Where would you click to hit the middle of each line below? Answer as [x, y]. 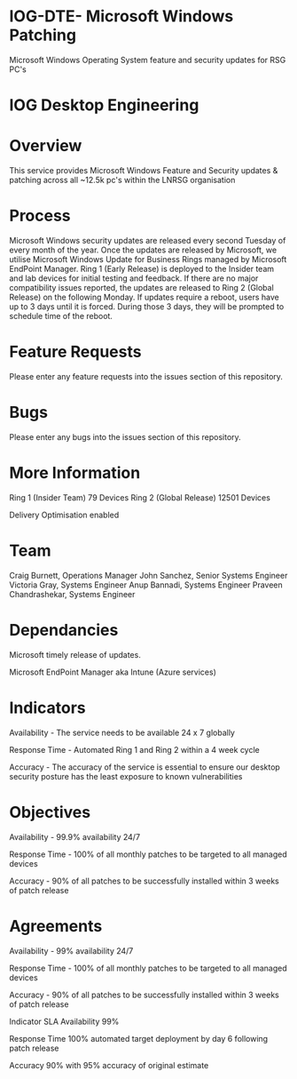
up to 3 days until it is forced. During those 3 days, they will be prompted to [147, 307]
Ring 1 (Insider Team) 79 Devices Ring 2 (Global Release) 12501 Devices [140, 497]
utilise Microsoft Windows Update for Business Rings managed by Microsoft [148, 259]
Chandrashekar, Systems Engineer [72, 594]
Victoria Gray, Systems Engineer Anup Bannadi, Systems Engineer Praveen [146, 585]
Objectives [50, 812]
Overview [46, 146]
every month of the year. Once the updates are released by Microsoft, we [143, 250]
